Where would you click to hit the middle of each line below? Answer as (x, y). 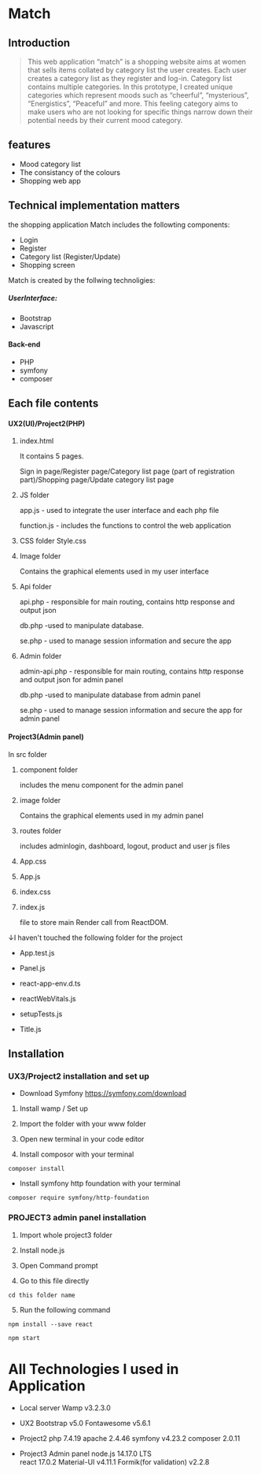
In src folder (28, 754)
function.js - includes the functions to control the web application (125, 525)
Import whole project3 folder (66, 1235)
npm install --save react (50, 1324)
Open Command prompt (59, 1265)
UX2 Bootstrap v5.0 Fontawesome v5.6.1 (85, 1423)
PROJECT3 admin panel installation (77, 1218)
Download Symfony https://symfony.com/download (103, 1093)
